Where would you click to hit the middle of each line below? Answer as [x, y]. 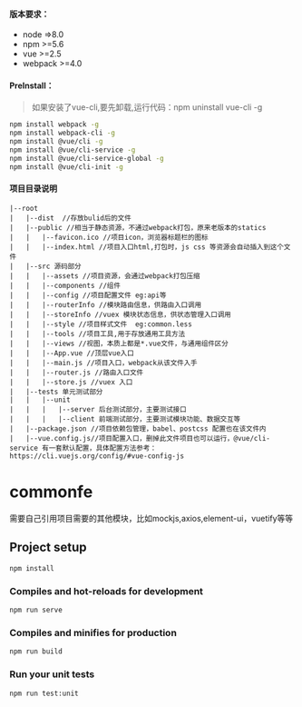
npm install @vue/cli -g [56, 142]
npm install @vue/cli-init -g [67, 167]
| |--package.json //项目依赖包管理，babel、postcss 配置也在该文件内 [138, 428]
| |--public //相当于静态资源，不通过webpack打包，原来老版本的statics [138, 227]
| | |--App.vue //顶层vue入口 [72, 353]
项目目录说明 [33, 189]
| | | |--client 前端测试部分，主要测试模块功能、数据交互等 [125, 419]
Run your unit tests [52, 674]
